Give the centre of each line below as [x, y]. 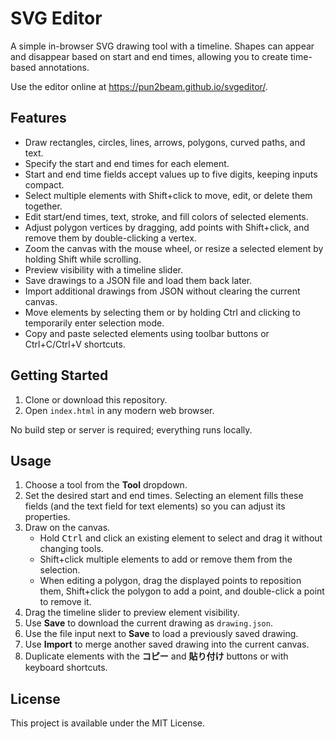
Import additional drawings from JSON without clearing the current [162, 291]
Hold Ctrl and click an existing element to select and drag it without [181, 538]
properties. [47, 517]
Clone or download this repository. [96, 399]
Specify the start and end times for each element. [127, 163]
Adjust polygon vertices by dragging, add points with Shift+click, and [167, 227]
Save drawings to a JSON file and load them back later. [138, 280]
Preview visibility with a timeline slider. [103, 269]
